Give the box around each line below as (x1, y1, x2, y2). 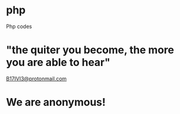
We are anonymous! (6, 96, 106, 109)
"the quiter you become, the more (6, 43, 174, 57)
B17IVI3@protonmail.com (6, 75, 67, 82)
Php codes (6, 23, 32, 30)
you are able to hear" (6, 56, 110, 69)
